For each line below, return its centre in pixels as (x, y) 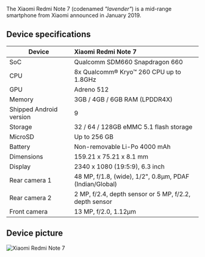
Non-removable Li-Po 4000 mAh (122, 147)
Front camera (28, 211)
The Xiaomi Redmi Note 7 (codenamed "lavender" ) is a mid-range (89, 9)
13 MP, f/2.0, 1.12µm (105, 211)
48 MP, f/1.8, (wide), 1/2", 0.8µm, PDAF (132, 176)
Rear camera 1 (31, 180)
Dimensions (27, 156)
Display (20, 166)
